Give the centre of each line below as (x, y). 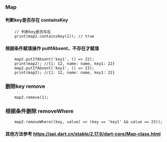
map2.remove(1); (32, 97)
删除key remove (25, 87)
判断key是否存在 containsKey (37, 20)
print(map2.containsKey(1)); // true (54, 37)
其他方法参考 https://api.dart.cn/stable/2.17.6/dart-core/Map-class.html (83, 134)
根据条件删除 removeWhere (39, 111)
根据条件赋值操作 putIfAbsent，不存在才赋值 (52, 48)
